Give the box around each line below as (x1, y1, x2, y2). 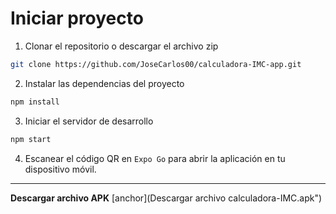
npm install (10, 97, 60, 107)
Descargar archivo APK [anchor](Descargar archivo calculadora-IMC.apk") (10, 192, 323, 204)
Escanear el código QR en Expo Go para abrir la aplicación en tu (24, 152, 286, 164)
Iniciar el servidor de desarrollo (24, 115, 154, 127)
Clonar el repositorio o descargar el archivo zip (24, 40, 219, 52)
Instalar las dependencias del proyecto (24, 77, 185, 89)
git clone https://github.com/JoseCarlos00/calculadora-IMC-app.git (10, 59, 302, 69)
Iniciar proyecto (10, 7, 144, 30)
